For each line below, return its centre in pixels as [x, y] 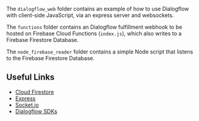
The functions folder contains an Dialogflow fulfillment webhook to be [94, 27]
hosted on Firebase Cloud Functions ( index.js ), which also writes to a [94, 33]
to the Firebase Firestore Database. [51, 58]
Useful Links [30, 78]
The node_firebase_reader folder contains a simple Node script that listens [100, 52]
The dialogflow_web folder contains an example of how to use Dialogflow [98, 9]
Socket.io [27, 105]
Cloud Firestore [34, 92]
